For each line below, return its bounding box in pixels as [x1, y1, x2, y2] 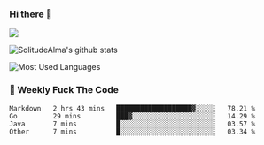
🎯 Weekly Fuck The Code [9, 84, 120, 96]
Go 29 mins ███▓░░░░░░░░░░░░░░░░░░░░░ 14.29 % [9, 111, 255, 120]
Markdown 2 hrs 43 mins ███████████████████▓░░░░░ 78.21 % [9, 103, 255, 113]
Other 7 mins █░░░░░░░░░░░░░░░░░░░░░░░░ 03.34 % [9, 127, 255, 136]
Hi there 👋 [9, 8, 53, 20]
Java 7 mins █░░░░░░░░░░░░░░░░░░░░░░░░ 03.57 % [9, 119, 255, 128]
